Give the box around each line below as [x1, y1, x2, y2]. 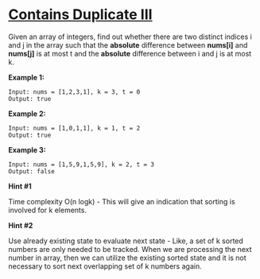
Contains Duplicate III [8, 6, 153, 24]
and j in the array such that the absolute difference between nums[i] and [8, 40, 248, 49]
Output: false [8, 167, 56, 176]
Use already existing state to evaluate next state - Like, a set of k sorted [8, 236, 244, 246]
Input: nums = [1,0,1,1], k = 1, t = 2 [8, 124, 141, 132]
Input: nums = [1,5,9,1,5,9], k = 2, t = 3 [8, 161, 155, 169]
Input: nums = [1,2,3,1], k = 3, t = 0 [8, 87, 141, 96]
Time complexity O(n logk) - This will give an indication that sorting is [8, 196, 236, 206]
